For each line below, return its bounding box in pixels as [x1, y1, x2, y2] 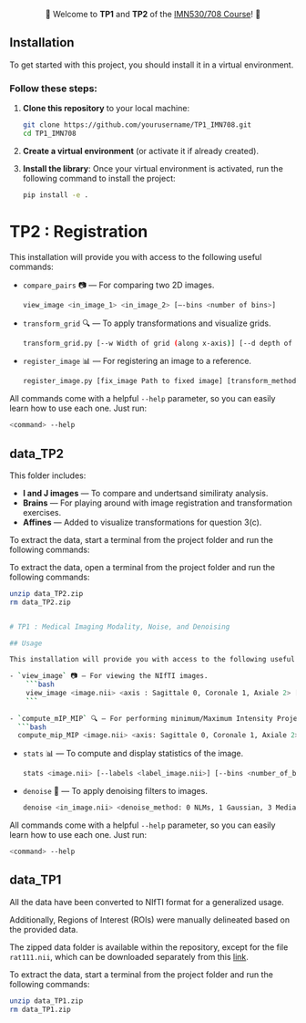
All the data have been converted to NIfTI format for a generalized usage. [9, 896, 284, 907]
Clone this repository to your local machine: [22, 103, 189, 114]
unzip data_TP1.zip [9, 996, 84, 1006]
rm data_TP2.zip [9, 598, 71, 607]
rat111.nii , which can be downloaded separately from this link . [9, 951, 249, 962]
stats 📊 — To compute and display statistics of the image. [22, 748, 244, 759]
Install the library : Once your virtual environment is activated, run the [22, 162, 284, 173]
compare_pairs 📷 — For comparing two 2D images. [22, 279, 215, 290]
